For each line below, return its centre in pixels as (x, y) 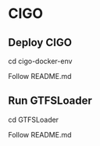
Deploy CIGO (40, 43)
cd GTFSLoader (34, 119)
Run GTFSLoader (50, 101)
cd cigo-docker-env (40, 61)
